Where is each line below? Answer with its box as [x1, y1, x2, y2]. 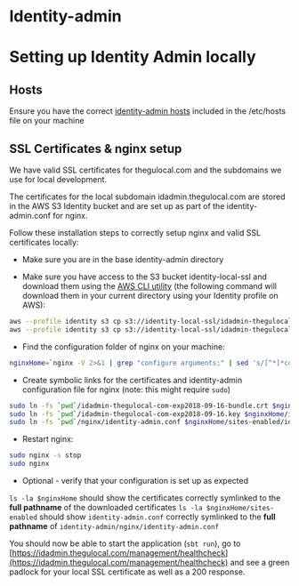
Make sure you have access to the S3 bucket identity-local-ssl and [21, 271, 267, 282]
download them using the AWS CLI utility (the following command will [21, 281, 278, 291]
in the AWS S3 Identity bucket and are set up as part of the [9, 201, 225, 211]
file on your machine [9, 116, 85, 126]
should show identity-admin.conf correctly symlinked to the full [39, 511, 276, 522]
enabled [9, 513, 38, 522]
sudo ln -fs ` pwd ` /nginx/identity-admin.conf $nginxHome [9, 418, 225, 427]
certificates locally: [9, 237, 79, 247]
